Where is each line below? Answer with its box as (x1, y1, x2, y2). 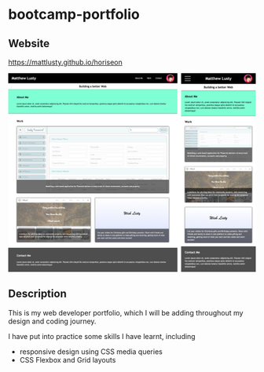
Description (8, 287, 67, 301)
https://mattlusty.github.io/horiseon (8, 57, 123, 67)
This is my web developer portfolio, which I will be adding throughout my (8, 308, 244, 317)
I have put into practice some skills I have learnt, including (8, 331, 196, 341)
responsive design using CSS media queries (19, 347, 163, 356)
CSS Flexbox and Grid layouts (19, 355, 116, 364)
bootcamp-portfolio (8, 5, 140, 24)
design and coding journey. (8, 316, 97, 326)
